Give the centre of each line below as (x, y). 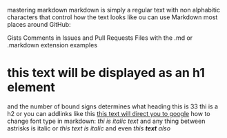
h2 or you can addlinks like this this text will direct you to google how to (109, 113)
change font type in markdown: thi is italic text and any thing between (106, 121)
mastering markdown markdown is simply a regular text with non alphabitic (114, 10)
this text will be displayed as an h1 (106, 73)
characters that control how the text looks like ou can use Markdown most (112, 17)
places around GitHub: (39, 24)
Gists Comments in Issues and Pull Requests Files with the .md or (100, 38)
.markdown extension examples (52, 45)
